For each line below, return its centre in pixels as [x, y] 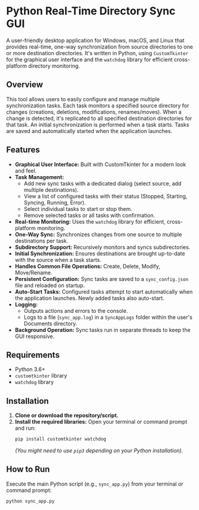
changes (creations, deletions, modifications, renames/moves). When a [94, 111]
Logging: [26, 304]
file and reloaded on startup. [50, 285]
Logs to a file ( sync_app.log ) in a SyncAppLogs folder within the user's [108, 317]
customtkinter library [41, 376]
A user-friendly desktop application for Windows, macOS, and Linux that [95, 40]
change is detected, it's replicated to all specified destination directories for [99, 118]
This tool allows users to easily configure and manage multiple [83, 99]
